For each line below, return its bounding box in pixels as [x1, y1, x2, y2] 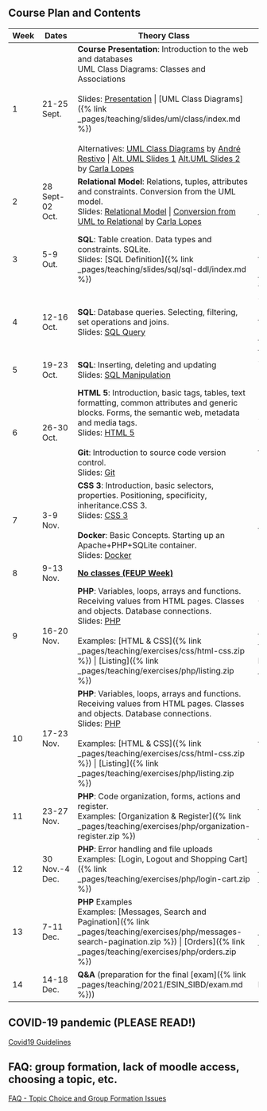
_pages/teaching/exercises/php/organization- [77, 820, 250, 831]
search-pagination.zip [77, 936, 161, 947]
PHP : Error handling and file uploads [77, 843, 213, 854]
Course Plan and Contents [8, 6, 141, 20]
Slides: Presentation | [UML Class [77, 93, 203, 104]
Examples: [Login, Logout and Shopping [77, 853, 227, 864]
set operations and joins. [77, 316, 169, 328]
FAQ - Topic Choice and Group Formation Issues [8, 1093, 167, 1103]
